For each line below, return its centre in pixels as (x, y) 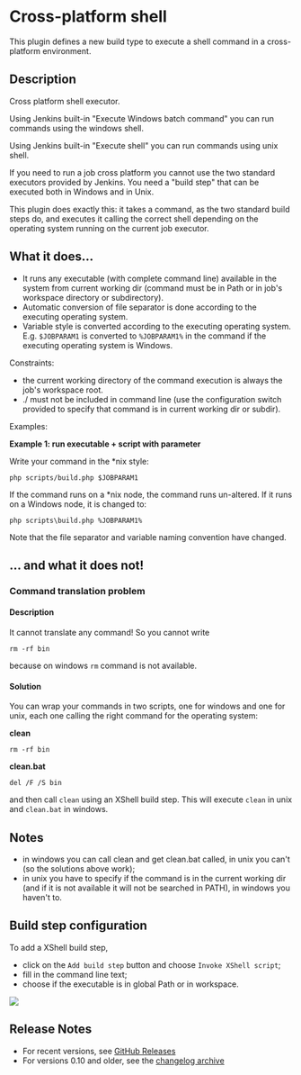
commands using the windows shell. (77, 128)
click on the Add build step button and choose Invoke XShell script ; (151, 964)
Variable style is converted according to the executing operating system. (157, 326)
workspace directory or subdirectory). (93, 297)
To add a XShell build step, (59, 947)
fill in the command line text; (75, 974)
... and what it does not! (77, 565)
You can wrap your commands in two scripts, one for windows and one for (147, 706)
